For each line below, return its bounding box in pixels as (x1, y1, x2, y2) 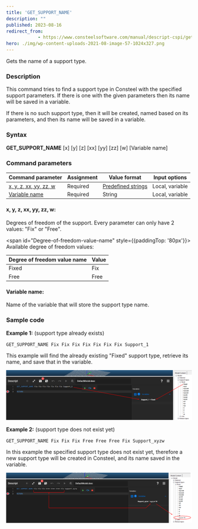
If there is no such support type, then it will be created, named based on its (6, 110, 189, 117)
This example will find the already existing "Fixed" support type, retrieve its (6, 352, 189, 359)
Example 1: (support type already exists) (6, 329, 105, 337)
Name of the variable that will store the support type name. (6, 301, 149, 308)
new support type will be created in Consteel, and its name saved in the (6, 455, 180, 462)
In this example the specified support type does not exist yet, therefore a (6, 448, 183, 455)
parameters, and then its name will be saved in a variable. (6, 116, 146, 123)
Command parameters (6, 159, 72, 167)
